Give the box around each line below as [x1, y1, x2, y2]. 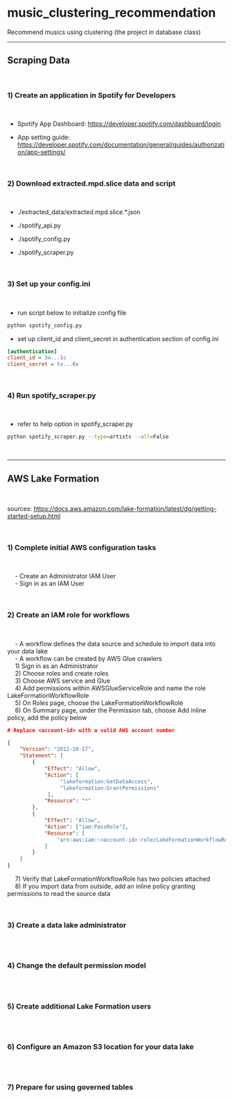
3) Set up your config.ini [7, 279, 91, 289]
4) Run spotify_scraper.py [7, 391, 96, 400]
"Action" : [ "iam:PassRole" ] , [44, 823, 129, 830]
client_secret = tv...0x [7, 361, 79, 368]
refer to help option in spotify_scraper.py [17, 420, 133, 428]
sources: [7, 505, 33, 513]
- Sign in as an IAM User [15, 579, 85, 588]
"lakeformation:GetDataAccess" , [60, 778, 154, 785]
